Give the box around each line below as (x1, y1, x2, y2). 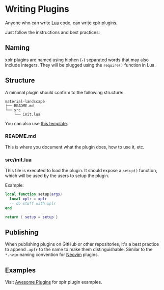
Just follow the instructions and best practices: (5, 29, 100, 35)
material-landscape (5, 99, 45, 104)
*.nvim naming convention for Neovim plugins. (5, 252, 99, 257)
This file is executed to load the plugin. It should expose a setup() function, (5, 168, 157, 174)
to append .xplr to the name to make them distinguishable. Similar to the (5, 247, 153, 253)
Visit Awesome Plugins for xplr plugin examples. (5, 279, 102, 285)
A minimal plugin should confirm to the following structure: (5, 89, 124, 95)
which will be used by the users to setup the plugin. (5, 173, 109, 179)
